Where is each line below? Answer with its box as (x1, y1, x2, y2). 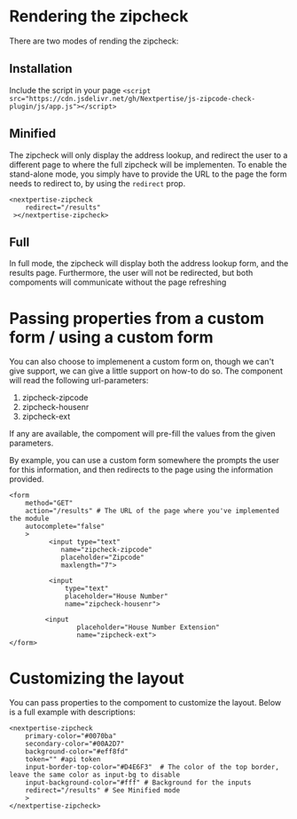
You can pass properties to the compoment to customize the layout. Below (9, 697, 282, 708)
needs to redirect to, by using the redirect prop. (9, 177, 186, 188)
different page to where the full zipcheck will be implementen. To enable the (9, 159, 287, 169)
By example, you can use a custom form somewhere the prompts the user (9, 455, 279, 466)
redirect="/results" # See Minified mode (25, 786, 180, 795)
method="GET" (25, 499, 74, 508)
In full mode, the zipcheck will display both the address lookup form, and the (9, 258, 289, 269)
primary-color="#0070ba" (25, 732, 117, 741)
